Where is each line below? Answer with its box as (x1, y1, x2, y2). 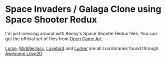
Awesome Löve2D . (5, 51, 44, 57)
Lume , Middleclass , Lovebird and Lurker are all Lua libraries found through (5, 45, 158, 51)
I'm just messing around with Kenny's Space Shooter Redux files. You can (5, 30, 157, 36)
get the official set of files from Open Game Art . (5, 36, 103, 42)
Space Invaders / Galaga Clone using (5, 3, 161, 15)
